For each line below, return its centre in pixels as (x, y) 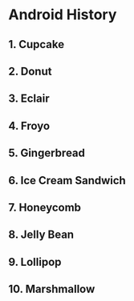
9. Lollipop (35, 262)
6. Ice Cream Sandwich (67, 181)
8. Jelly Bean (41, 235)
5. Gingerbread (47, 153)
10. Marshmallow (52, 289)
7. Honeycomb (45, 207)
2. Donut (30, 71)
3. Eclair (29, 99)
